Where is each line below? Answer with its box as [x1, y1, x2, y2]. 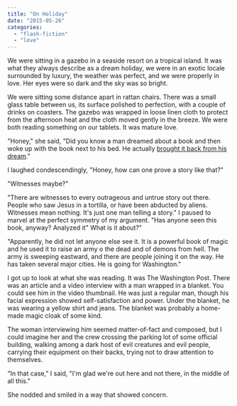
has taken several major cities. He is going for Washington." [7, 260, 182, 269]
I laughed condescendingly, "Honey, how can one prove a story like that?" [7, 166, 224, 174]
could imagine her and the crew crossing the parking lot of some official [7, 333, 218, 341]
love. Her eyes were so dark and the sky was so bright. [7, 79, 168, 87]
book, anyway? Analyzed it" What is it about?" [7, 223, 143, 232]
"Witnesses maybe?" [7, 179, 69, 188]
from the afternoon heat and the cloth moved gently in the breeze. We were [7, 115, 228, 124]
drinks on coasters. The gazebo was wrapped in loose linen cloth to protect [7, 108, 228, 117]
